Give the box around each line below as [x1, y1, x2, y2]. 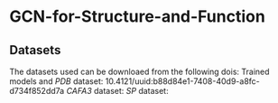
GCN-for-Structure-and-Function [9, 6, 266, 27]
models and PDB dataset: [9, 76, 104, 87]
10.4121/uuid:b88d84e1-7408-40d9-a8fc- [105, 76, 260, 87]
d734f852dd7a [9, 86, 65, 96]
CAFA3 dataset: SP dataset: [66, 86, 169, 96]
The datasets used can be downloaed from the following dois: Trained [9, 66, 270, 77]
